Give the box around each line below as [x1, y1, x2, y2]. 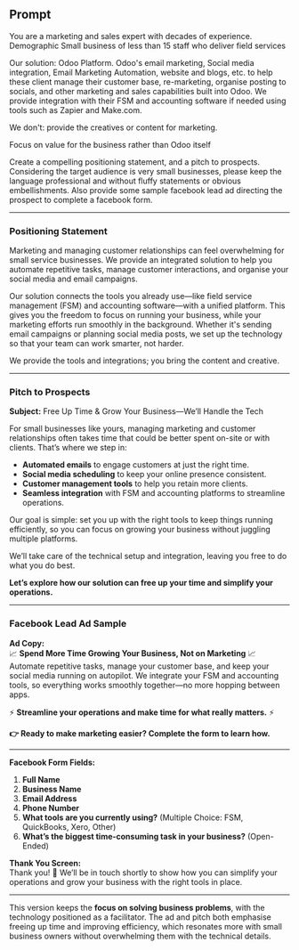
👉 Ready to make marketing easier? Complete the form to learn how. [9, 727, 271, 738]
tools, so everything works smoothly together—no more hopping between [9, 679, 280, 690]
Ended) [21, 840, 49, 851]
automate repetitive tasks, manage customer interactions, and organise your [9, 264, 289, 275]
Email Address [21, 792, 77, 804]
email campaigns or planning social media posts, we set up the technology [9, 329, 283, 339]
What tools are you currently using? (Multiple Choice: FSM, [21, 812, 244, 823]
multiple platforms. [9, 533, 78, 544]
